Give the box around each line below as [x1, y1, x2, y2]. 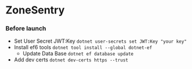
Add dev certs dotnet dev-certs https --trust [13, 56, 128, 63]
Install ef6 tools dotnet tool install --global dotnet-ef [13, 44, 153, 51]
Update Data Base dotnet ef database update [22, 50, 134, 57]
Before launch [5, 25, 46, 33]
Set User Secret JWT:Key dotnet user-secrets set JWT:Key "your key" [13, 37, 187, 44]
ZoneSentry [5, 4, 65, 17]
